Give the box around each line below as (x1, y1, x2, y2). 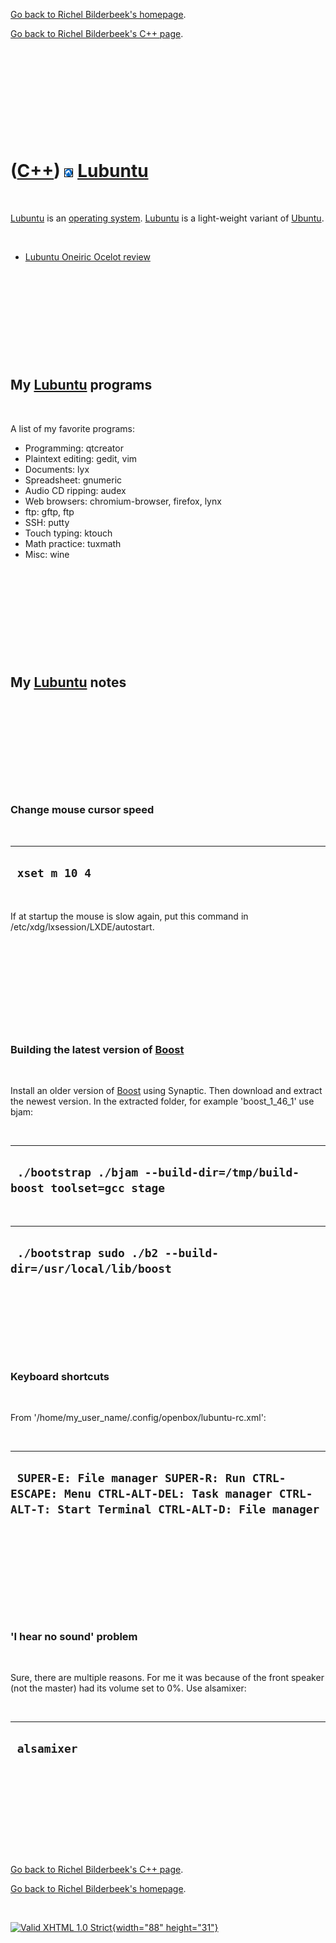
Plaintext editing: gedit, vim (24, 452, 138, 464)
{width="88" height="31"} (111, 1921, 219, 1933)
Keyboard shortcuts (10, 1369, 110, 1383)
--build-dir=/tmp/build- (144, 1165, 300, 1180)
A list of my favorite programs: (10, 422, 136, 434)
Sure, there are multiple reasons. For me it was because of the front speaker (10, 1672, 325, 1683)
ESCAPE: (10, 1487, 58, 1501)
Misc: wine (24, 548, 70, 560)
